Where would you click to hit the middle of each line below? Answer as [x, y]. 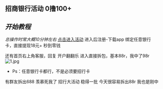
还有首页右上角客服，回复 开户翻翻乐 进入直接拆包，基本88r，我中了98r [77, 56]
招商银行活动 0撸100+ [38, 9]
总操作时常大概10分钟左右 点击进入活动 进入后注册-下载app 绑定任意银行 [78, 39]
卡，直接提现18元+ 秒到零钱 [33, 46]
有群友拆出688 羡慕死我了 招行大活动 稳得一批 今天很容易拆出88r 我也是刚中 [82, 82]
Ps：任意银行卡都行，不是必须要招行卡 [51, 71]
